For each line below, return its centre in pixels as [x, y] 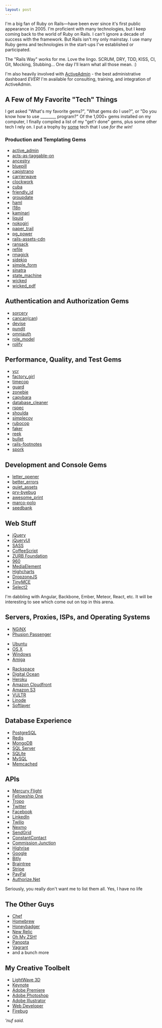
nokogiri [20, 223]
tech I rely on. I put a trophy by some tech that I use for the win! [69, 127]
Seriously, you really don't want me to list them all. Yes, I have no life [74, 889]
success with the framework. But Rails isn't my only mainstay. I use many [79, 39]
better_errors [25, 482]
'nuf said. [15, 1021]
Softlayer [21, 705]
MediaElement [27, 566]
